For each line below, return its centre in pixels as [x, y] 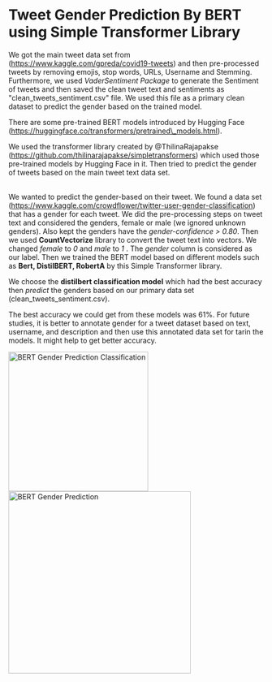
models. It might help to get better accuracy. [82, 340]
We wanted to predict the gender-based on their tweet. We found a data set [135, 196]
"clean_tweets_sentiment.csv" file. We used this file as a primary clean [127, 97]
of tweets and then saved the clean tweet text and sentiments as [117, 89]
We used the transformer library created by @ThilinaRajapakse [114, 146]
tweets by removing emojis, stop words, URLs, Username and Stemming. [130, 71]
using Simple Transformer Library [125, 32]
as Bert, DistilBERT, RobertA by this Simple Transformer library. [115, 265]
